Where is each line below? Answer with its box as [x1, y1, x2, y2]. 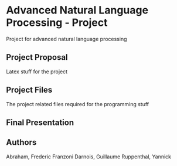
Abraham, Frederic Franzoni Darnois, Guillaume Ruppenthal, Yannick [6, 153, 172, 160]
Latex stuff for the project [6, 68, 68, 75]
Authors [6, 137, 37, 147]
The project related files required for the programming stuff [6, 100, 149, 107]
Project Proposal [6, 52, 69, 62]
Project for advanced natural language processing [6, 35, 127, 42]
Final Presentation [6, 117, 74, 127]
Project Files [6, 85, 53, 95]
